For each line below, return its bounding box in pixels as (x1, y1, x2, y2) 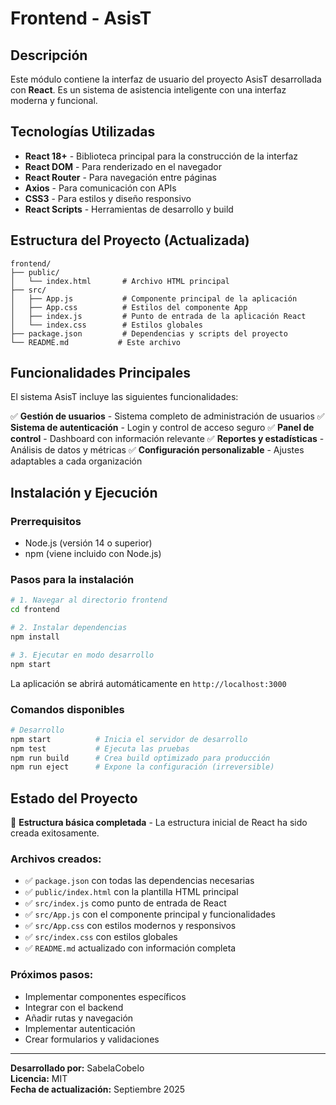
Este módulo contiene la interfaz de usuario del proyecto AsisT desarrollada (10, 73, 322, 85)
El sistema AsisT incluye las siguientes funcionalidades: (10, 391, 239, 403)
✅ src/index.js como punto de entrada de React (24, 897, 227, 909)
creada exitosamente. (10, 827, 100, 839)
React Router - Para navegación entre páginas (24, 171, 217, 183)
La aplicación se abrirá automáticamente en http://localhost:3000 (10, 677, 287, 689)
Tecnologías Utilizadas (10, 123, 156, 141)
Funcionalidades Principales (10, 365, 191, 382)
